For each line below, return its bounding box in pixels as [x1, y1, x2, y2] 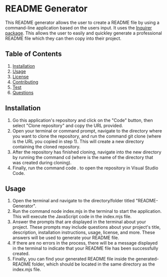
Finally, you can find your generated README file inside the [12, 256, 135, 262]
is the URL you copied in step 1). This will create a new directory [12, 138, 144, 144]
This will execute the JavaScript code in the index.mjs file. [12, 214, 132, 220]
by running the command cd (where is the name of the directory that [12, 154, 154, 160]
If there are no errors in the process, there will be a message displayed [12, 240, 158, 246]
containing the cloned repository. [12, 143, 81, 149]
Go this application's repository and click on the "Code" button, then [12, 117, 153, 123]
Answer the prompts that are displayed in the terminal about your [12, 219, 146, 225]
